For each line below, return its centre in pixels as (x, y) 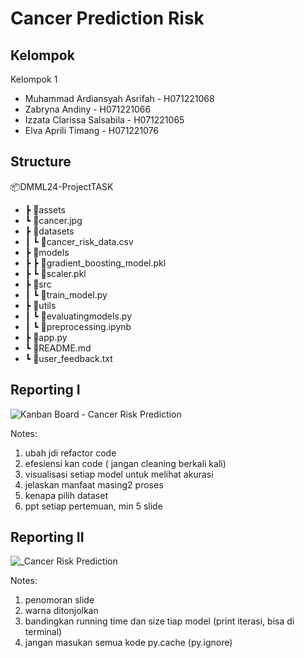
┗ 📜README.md (58, 348)
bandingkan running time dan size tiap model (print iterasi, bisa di (159, 621)
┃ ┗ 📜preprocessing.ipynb (78, 326)
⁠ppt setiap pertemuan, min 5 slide (93, 506)
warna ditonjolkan (61, 611)
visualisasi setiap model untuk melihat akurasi (119, 474)
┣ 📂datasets (49, 231)
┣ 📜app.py (46, 337)
